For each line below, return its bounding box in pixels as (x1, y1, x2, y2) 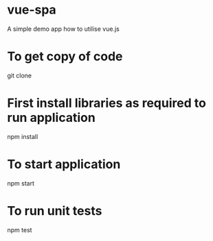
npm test (7, 225, 32, 234)
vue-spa (7, 2, 56, 18)
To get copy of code (7, 49, 123, 64)
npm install (7, 132, 38, 140)
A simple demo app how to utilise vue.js (7, 25, 120, 33)
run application (7, 110, 96, 125)
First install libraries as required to (7, 95, 206, 111)
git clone (7, 71, 32, 79)
